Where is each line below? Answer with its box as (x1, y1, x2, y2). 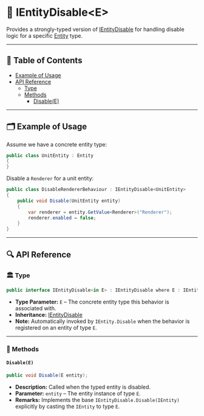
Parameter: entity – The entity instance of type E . (15, 389, 141, 397)
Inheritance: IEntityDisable (15, 311, 83, 318)
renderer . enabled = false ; (28, 215, 97, 221)
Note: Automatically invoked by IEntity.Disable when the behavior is (15, 317, 190, 325)
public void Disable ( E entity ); (6, 372, 88, 378)
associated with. (15, 304, 56, 312)
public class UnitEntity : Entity (6, 152, 94, 159)
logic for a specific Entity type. (6, 32, 83, 39)
